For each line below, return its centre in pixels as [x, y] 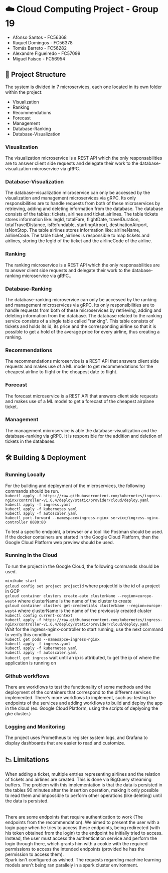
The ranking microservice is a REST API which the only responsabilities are [82, 265]
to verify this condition [28, 634]
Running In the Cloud [31, 555]
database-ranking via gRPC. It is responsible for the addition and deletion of [83, 436]
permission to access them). [35, 854]
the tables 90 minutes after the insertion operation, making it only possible [82, 790]
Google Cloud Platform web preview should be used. [60, 542]
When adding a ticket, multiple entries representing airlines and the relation [83, 774]
